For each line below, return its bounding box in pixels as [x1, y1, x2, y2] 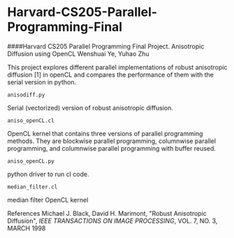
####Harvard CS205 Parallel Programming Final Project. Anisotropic [7, 42, 205, 50]
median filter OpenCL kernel [7, 195, 89, 204]
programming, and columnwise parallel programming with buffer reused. [7, 144, 217, 152]
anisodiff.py [7, 91, 45, 98]
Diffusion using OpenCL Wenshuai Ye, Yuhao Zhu [7, 50, 149, 58]
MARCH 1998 [7, 224, 46, 232]
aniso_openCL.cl [7, 117, 54, 124]
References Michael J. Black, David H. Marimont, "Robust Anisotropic [7, 209, 207, 217]
